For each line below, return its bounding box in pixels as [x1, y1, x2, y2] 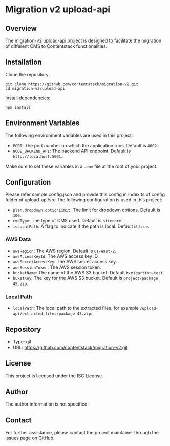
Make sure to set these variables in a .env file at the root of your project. [5, 163, 158, 169]
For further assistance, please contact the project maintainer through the [5, 430, 159, 436]
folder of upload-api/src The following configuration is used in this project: [5, 197, 163, 203]
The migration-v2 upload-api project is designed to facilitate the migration [5, 37, 162, 44]
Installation [5, 58, 42, 67]
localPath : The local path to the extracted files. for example [12, 305, 139, 311]
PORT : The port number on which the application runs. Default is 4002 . [12, 142, 158, 148]
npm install [5, 105, 31, 110]
